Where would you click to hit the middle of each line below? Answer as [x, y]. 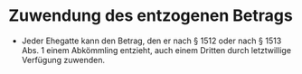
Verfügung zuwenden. [63, 60]
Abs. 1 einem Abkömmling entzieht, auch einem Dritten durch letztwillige [156, 50]
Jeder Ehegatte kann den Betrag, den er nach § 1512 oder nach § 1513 [151, 41]
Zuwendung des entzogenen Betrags [151, 16]
